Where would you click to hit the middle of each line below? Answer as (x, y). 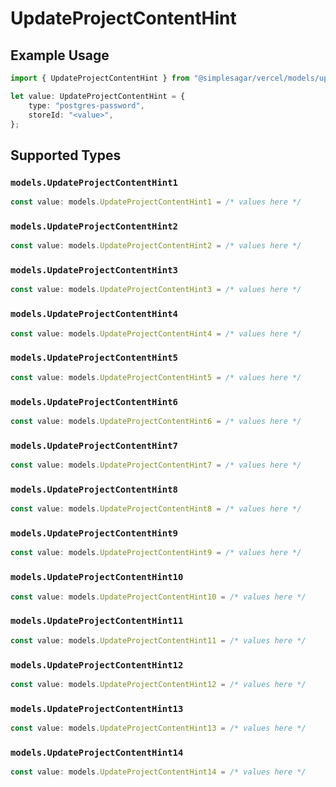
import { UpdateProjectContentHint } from (100, 78)
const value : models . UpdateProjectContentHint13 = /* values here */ (158, 728)
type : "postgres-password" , (86, 105)
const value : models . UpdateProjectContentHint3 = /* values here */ (156, 290)
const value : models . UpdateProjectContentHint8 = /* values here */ (156, 509)
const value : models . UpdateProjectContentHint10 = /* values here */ (158, 597)
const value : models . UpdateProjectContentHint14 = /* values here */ (158, 772)
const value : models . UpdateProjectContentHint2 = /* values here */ (156, 246)
